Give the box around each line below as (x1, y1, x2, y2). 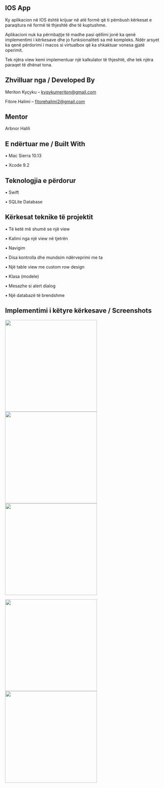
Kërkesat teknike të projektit (5, 213, 94, 222)
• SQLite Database (5, 199, 43, 205)
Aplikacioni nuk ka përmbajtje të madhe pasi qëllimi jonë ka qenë (5, 31, 136, 37)
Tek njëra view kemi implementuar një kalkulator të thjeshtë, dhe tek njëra (5, 56, 153, 63)
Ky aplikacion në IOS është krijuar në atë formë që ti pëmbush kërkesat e (5, 17, 152, 23)
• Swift (5, 189, 19, 195)
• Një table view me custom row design (5, 264, 85, 270)
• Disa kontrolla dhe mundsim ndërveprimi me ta (5, 254, 103, 260)
